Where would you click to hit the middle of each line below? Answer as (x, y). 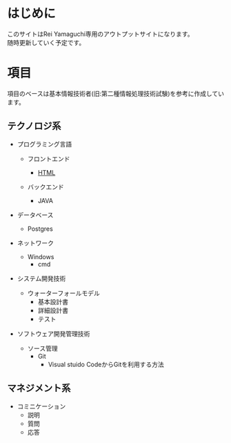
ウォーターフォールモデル (63, 293)
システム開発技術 (41, 278)
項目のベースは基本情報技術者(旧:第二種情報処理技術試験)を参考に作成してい (116, 93)
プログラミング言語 (44, 144)
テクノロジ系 (34, 126)
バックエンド (46, 187)
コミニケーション (41, 406)
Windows (41, 256)
